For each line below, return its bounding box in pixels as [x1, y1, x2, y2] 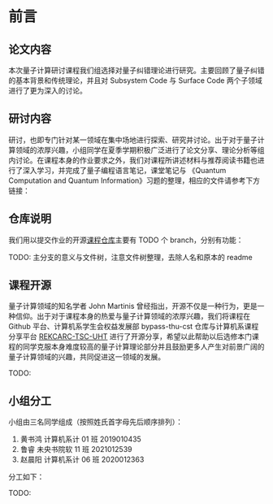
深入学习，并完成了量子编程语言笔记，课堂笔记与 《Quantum [22, 165, 227, 175]
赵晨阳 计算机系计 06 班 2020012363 [19, 454, 145, 464]
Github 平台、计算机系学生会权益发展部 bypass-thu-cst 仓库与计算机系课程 [8, 322, 259, 332]
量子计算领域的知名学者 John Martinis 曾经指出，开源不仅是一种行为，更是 [8, 302, 258, 311]
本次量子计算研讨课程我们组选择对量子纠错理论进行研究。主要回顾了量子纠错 [8, 66, 265, 75]
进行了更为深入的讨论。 [8, 86, 87, 95]
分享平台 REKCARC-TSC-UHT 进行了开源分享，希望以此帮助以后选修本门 [8, 332, 253, 341]
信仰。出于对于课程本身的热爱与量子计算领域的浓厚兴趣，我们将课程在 [15, 311, 250, 321]
